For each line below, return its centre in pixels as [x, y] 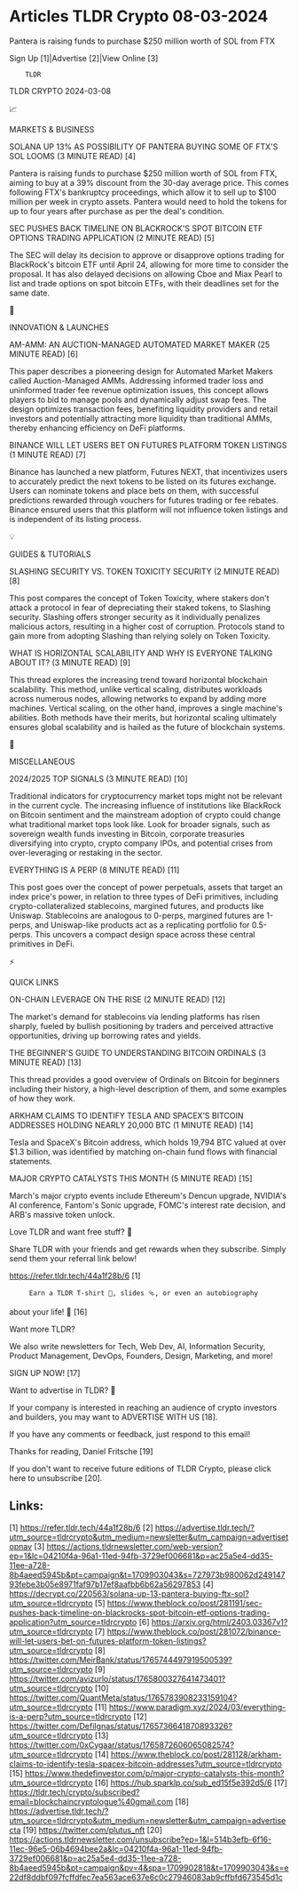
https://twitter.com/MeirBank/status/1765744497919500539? [121, 1660]
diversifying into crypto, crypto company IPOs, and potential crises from [141, 843]
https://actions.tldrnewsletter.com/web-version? [135, 1546]
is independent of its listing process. [75, 519]
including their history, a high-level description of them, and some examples [148, 1089]
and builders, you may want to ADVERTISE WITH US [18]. [114, 1417]
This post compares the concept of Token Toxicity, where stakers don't [139, 598]
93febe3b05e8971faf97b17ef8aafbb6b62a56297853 [105, 1584]
